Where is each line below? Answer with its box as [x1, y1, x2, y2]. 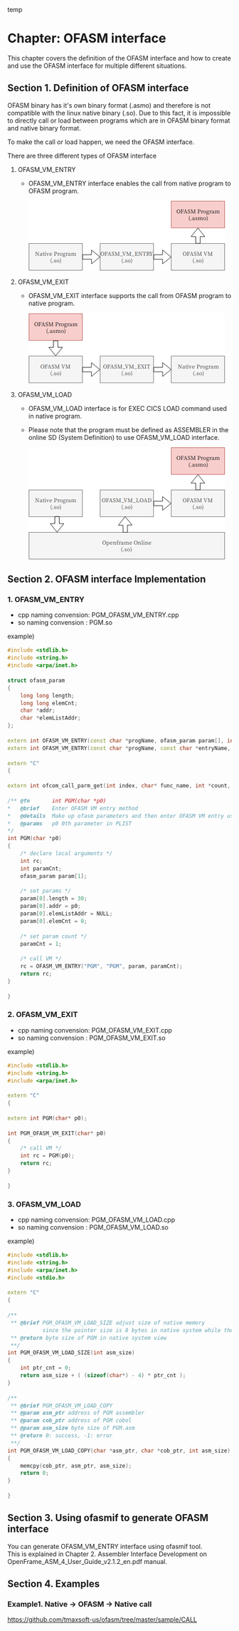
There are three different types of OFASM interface [7, 151, 157, 160]
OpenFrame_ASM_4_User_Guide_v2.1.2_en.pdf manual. [7, 1557, 168, 1565]
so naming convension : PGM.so [17, 618, 112, 627]
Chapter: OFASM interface [7, 31, 166, 46]
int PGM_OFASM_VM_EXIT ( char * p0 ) [7, 1130, 107, 1137]
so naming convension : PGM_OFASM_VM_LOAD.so [17, 1223, 169, 1232]
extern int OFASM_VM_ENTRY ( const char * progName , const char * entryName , [7, 745, 231, 752]
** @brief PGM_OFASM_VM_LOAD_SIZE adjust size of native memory [10, 1319, 205, 1326]
